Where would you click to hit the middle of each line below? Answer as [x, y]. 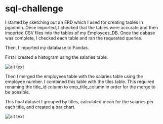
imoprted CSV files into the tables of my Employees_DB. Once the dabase [80, 33]
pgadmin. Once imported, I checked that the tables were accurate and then [81, 27]
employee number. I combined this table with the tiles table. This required [80, 82]
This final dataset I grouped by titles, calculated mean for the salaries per [80, 101]
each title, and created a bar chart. [40, 107]
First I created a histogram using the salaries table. [57, 57]
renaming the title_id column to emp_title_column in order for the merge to [80, 86]
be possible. [18, 92]
